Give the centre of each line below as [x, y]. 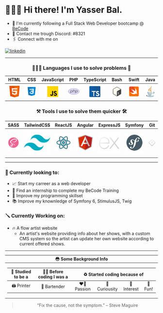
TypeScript [95, 80]
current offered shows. [42, 244]
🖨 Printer [21, 286]
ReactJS [64, 125]
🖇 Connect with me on [35, 39]
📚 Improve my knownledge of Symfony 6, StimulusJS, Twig [72, 201]
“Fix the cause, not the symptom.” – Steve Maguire [88, 305]
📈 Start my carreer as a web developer [51, 183]
